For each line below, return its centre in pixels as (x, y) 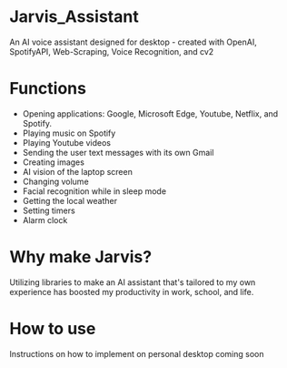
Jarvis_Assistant (74, 17)
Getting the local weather (70, 200)
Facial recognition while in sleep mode (94, 191)
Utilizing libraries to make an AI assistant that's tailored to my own (133, 282)
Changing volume (55, 181)
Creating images (53, 162)
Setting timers (49, 210)
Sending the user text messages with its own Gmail (118, 152)
